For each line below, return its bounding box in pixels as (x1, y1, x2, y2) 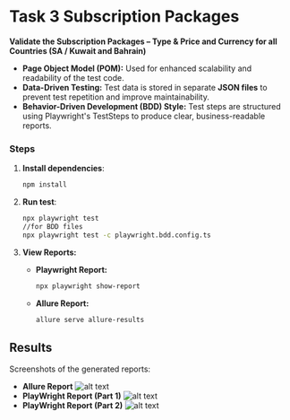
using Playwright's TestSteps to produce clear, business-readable (21, 110, 266, 121)
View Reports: (21, 247, 77, 258)
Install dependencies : (21, 163, 105, 174)
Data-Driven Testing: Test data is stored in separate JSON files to (21, 82, 268, 92)
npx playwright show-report (35, 281, 141, 291)
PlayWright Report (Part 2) (21, 400, 124, 411)
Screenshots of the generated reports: (9, 363, 150, 374)
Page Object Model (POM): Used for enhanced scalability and (21, 63, 252, 74)
